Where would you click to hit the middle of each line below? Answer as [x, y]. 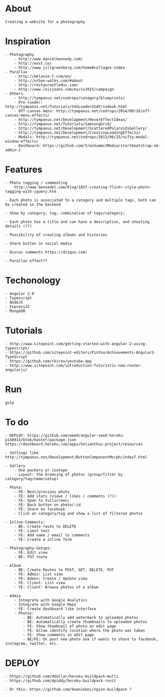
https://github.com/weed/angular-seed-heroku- [76, 435]
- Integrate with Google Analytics [51, 600]
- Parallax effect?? [27, 261]
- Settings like [22, 453]
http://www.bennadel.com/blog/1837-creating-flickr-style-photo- [83, 187]
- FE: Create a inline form [43, 539]
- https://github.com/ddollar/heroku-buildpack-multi [62, 676]
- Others [14, 94]
